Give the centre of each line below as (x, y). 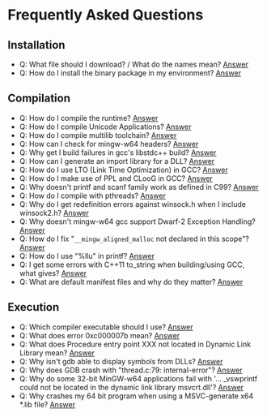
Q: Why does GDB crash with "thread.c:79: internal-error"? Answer (131, 370)
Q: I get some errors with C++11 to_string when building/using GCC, (132, 264)
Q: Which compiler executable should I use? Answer (106, 327)
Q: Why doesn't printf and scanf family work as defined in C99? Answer (139, 187)
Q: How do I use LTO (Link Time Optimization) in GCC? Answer (123, 170)
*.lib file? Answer (47, 404)
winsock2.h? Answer (54, 213)
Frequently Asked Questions (106, 15)
